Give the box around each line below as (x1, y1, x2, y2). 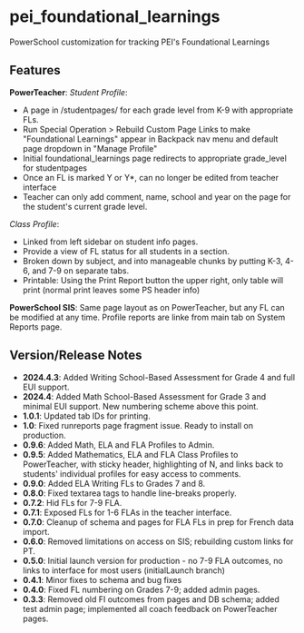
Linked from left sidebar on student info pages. (22, 236, 199, 247)
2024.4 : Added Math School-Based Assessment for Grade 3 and (22, 391, 267, 401)
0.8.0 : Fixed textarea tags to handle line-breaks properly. (22, 488, 238, 499)
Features (9, 63, 61, 78)
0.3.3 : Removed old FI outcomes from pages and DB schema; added (22, 593, 279, 605)
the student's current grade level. (22, 201, 148, 212)
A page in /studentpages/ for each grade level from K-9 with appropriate (22, 104, 294, 115)
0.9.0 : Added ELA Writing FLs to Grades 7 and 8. (22, 478, 206, 489)
